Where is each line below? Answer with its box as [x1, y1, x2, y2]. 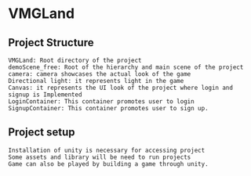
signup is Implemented [8, 91, 82, 99]
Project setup [8, 126, 76, 139]
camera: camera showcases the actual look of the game [8, 70, 191, 78]
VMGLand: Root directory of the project [8, 56, 143, 64]
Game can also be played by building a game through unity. [8, 160, 209, 168]
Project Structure [8, 36, 94, 49]
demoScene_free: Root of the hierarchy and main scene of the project [8, 63, 244, 71]
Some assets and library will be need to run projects [8, 153, 191, 161]
